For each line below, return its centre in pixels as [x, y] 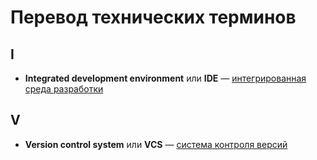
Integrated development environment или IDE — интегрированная [165, 78]
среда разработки [64, 89]
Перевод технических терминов [153, 17]
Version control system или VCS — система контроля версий [156, 144]
